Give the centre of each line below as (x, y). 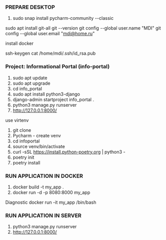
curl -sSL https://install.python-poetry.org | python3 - (69, 152)
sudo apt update (30, 78)
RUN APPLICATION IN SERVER (43, 215)
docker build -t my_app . (38, 187)
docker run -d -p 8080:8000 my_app (51, 192)
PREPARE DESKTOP (30, 7)
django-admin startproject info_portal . (53, 99)
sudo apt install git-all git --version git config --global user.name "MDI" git (83, 28)
